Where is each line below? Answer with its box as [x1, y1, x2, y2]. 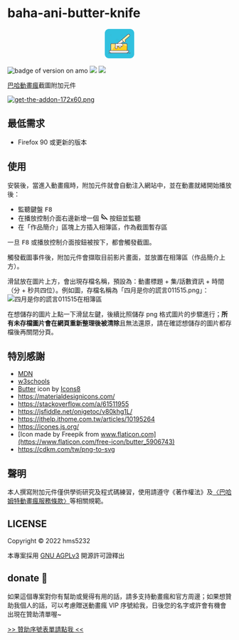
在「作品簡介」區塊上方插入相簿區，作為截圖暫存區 [17, 223, 168, 231]
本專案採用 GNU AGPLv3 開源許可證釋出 [7, 551, 125, 560]
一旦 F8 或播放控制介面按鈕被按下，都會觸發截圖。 [7, 238, 156, 246]
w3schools [17, 377, 51, 385]
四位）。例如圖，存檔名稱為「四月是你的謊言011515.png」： [40, 286, 209, 294]
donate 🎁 [7, 572, 48, 585]
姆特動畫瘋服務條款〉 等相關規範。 [7, 496, 107, 506]
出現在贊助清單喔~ [7, 609, 62, 618]
